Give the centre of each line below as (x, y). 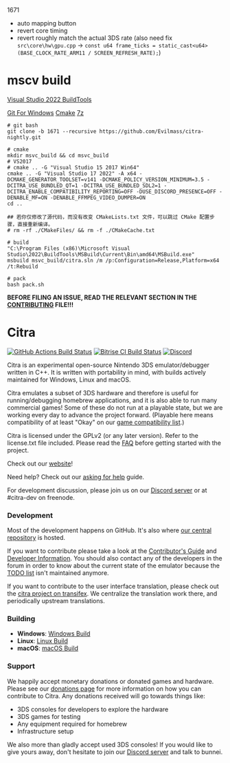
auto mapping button (47, 23)
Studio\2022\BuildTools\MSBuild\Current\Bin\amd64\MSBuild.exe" (101, 254)
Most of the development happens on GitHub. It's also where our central (109, 530)
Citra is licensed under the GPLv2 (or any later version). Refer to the (103, 435)
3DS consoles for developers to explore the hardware (93, 709)
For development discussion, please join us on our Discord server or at (107, 490)
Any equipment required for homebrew (72, 724)
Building (21, 619)
